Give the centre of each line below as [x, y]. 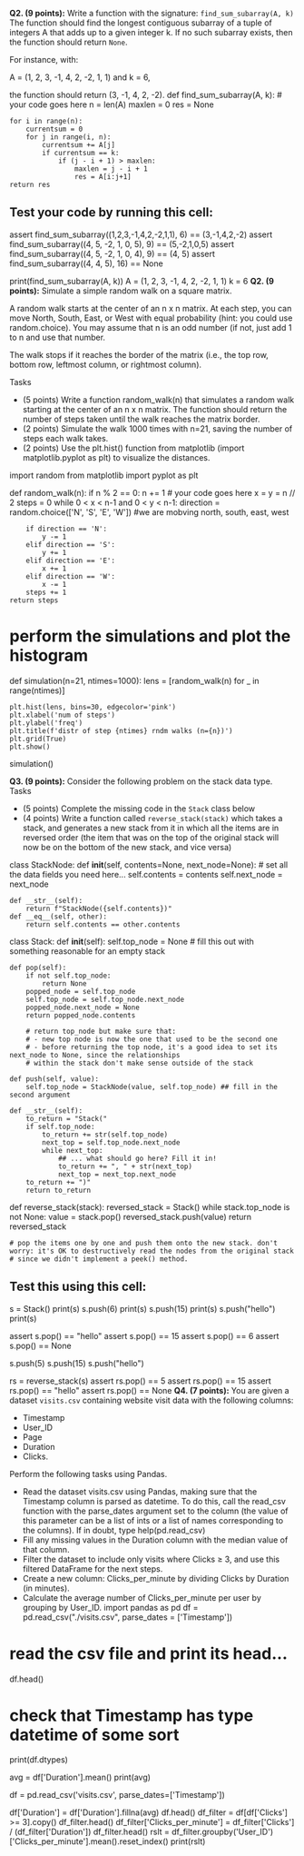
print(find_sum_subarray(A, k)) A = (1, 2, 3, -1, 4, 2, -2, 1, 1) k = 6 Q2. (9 [142, 281]
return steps [34, 600]
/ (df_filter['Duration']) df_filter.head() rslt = [90, 1832]
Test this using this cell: [78, 1287]
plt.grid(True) [38, 739]
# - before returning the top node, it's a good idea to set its [152, 1047]
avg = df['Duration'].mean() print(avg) [80, 1777]
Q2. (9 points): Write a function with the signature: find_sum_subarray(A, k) [152, 13]
